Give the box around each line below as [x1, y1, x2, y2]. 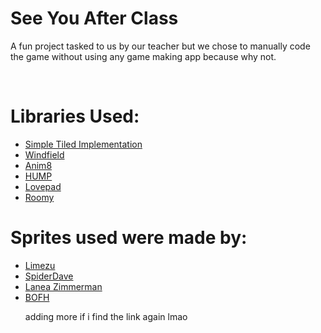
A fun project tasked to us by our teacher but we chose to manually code [10, 40, 311, 52]
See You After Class [10, 7, 179, 30]
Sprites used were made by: [10, 227, 248, 249]
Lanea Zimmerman [24, 280, 103, 292]
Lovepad [24, 180, 62, 192]
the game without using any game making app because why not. [10, 50, 277, 62]
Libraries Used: [10, 105, 140, 128]
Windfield [24, 148, 65, 161]
